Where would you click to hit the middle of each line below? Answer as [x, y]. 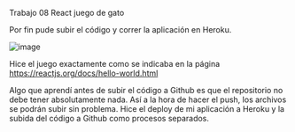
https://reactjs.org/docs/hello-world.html [84, 73]
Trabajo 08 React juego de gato [67, 13]
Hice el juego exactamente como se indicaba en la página [115, 64]
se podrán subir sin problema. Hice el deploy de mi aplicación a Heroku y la [147, 109]
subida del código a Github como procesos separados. [109, 118]
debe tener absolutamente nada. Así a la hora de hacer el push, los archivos [148, 99]
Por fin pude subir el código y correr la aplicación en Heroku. [120, 29]
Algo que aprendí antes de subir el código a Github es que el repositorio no [146, 90]
